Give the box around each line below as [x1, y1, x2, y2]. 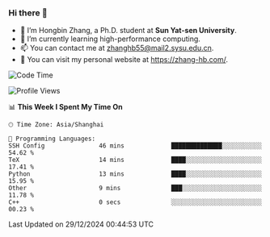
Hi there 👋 [8, 7, 49, 19]
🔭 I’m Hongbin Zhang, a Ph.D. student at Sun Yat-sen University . [19, 26, 237, 35]
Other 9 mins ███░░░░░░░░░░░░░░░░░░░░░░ [8, 185, 263, 193]
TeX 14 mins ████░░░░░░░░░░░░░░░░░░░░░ [8, 156, 263, 164]
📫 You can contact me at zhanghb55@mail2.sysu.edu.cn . [19, 44, 214, 53]
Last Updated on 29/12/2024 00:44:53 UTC [8, 219, 154, 229]
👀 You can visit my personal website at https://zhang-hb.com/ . [19, 55, 229, 64]
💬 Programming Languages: [8, 135, 95, 143]
